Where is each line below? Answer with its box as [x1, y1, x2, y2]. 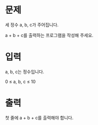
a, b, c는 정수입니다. [5, 69, 45, 75]
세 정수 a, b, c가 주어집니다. [5, 22, 59, 28]
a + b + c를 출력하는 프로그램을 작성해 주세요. [5, 32, 94, 38]
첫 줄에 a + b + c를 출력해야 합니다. [5, 115, 74, 121]
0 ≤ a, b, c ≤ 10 [5, 79, 36, 84]
